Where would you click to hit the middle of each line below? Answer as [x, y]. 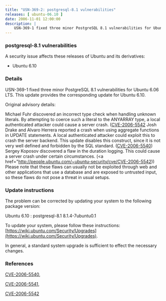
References [19, 263]
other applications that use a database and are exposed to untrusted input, [81, 172]
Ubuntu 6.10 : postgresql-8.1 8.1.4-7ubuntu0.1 [51, 216]
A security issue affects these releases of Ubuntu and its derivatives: [75, 56]
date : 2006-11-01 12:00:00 [33, 19]
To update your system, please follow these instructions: [62, 226]
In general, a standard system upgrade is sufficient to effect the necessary [81, 245]
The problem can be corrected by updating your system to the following [78, 201]
